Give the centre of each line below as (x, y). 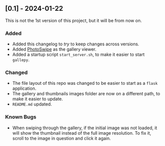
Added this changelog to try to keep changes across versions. (76, 44)
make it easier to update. (38, 99)
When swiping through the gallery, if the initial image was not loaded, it (85, 128)
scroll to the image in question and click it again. (61, 138)
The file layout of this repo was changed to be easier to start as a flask (85, 83)
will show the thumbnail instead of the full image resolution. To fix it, (82, 133)
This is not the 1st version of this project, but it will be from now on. (74, 20)
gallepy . (21, 60)
